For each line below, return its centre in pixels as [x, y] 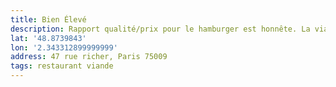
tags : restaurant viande [62, 66]
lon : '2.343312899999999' [64, 47]
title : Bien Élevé [48, 19]
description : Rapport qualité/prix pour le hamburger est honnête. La [160, 29]
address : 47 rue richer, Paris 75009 [89, 57]
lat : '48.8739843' [48, 38]
